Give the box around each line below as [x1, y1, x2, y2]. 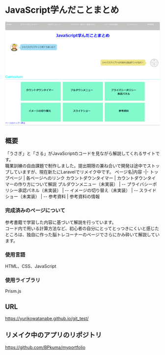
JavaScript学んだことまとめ [5, 4, 119, 16]
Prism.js [5, 288, 22, 294]
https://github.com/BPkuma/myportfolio [5, 344, 86, 350]
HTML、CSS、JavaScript [5, 263, 56, 269]
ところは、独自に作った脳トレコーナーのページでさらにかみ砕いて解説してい [5, 232, 160, 237]
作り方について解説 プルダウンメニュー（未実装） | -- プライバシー [18, 181, 153, 187]
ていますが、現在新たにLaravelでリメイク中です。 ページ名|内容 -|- [13, 169, 149, 175]
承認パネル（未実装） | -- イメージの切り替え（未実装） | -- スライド [18, 187, 157, 193]
